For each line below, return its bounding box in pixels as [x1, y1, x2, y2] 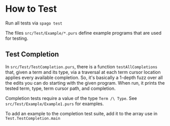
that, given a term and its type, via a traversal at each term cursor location [5, 69, 161, 75]
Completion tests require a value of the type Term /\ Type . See [5, 95, 137, 101]
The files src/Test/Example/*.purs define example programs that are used [5, 30, 162, 36]
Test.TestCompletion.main [5, 116, 60, 121]
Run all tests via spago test [5, 20, 63, 26]
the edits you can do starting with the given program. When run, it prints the [5, 80, 165, 86]
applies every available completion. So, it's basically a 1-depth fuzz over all [5, 74, 163, 81]
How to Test [5, 3, 57, 15]
